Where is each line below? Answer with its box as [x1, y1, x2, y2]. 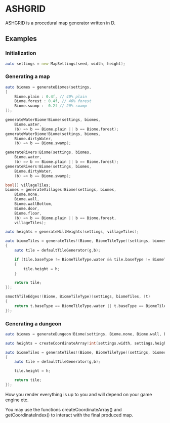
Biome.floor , [14, 210, 42, 216]
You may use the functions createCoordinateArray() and [5, 406, 122, 412]
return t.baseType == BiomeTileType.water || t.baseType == [14, 303, 144, 309]
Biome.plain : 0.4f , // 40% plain [14, 94, 87, 99]
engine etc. [5, 397, 29, 403]
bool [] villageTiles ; [5, 183, 51, 188]
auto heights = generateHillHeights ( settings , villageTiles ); [5, 229, 139, 234]
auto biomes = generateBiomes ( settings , [5, 84, 92, 90]
